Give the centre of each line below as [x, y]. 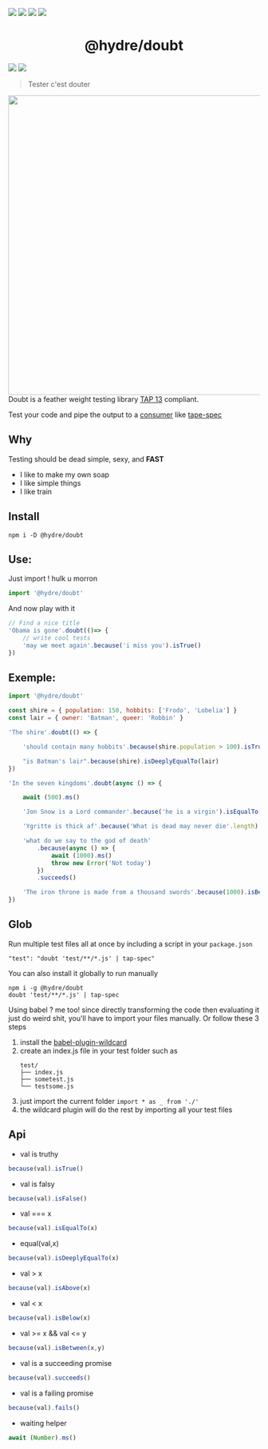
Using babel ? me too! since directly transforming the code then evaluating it [134, 1010]
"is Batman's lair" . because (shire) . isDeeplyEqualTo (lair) [121, 761]
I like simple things [50, 482]
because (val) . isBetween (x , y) [57, 1348]
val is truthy [39, 1153]
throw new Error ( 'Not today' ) [101, 863]
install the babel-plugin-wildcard [73, 1042]
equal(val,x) [39, 1244]
